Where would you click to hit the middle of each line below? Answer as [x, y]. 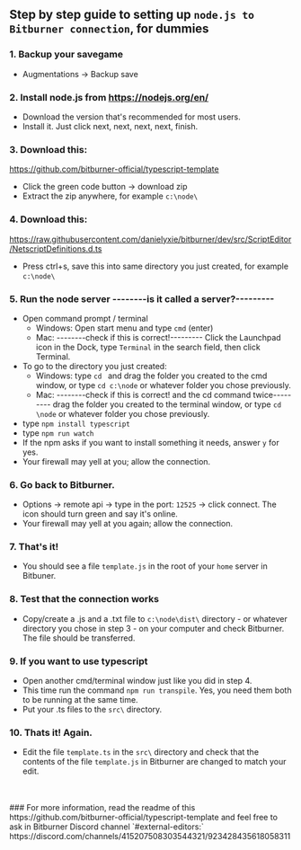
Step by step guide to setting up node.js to [132, 15]
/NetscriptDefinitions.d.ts [56, 248]
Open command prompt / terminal [85, 318]
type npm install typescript [76, 423]
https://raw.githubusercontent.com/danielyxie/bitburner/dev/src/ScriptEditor [150, 239]
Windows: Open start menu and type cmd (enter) [124, 328]
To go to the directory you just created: [95, 366]
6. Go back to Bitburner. [62, 484]
